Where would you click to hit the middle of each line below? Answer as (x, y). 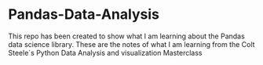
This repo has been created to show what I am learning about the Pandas (126, 36)
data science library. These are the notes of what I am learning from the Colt (131, 44)
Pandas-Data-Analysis (84, 14)
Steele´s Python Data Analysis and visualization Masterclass (105, 52)
